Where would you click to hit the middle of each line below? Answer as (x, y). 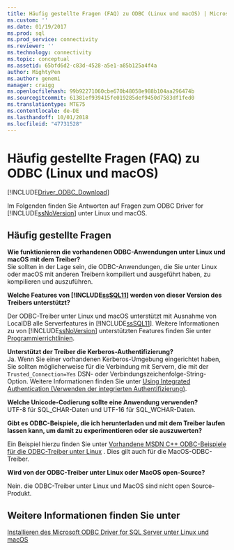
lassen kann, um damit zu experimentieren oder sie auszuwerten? (105, 431)
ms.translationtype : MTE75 (46, 105)
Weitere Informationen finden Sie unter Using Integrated (110, 381)
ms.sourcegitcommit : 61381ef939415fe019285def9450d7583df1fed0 (101, 98)
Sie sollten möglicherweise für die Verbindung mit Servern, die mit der (108, 367)
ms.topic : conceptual (39, 59)
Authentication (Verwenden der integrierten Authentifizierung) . (97, 389)
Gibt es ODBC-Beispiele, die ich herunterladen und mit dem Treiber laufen (116, 423)
